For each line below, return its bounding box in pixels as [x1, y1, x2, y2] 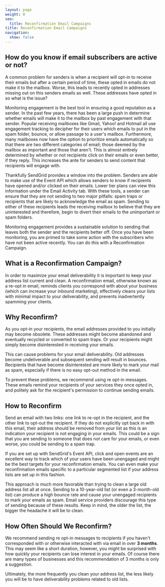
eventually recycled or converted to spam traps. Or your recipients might [5, 337, 153, 342]
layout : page [5, 7, 32, 12]
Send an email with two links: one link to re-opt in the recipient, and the [5, 415, 150, 421]
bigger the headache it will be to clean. [5, 508, 84, 514]
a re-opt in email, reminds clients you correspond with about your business [5, 283, 158, 289]
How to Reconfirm [5, 401, 62, 410]
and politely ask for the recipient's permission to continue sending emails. [5, 387, 155, 393]
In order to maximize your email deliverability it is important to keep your [5, 272, 152, 278]
